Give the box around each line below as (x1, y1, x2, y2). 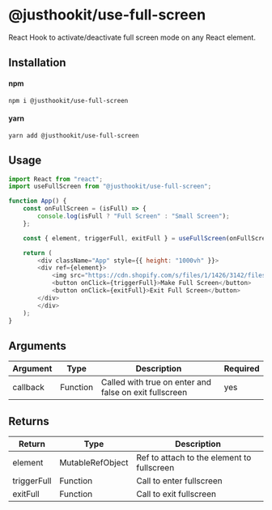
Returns (8, 414, 50, 428)
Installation (8, 56, 66, 70)
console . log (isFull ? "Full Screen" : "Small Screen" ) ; (37, 212, 230, 220)
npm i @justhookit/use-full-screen (8, 96, 129, 104)
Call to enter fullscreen (136, 475, 223, 487)
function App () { (8, 197, 67, 206)
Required (223, 363, 260, 374)
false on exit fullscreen (100, 387, 188, 398)
